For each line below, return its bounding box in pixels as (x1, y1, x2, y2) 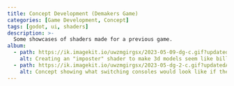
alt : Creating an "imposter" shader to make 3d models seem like (19, 55, 214, 62)
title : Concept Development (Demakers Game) (7, 10, 139, 17)
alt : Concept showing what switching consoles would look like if (19, 68, 217, 75)
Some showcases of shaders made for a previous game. (13, 36, 173, 43)
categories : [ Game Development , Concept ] (7, 17, 130, 24)
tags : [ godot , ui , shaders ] (7, 23, 89, 30)
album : (7, 42, 26, 49)
